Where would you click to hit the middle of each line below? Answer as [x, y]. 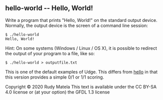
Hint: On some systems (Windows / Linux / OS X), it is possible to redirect [81, 48]
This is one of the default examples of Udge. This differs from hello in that [81, 72]
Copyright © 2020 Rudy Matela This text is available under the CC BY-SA [81, 87]
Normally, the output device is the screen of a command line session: [77, 25]
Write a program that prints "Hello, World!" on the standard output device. [81, 20]
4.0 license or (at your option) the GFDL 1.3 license [58, 92]
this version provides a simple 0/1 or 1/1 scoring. [55, 77]
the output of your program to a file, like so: [50, 53]
